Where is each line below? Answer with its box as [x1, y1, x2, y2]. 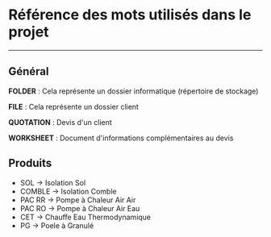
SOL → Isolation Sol [19, 177, 86, 187]
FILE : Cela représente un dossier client [8, 102, 140, 111]
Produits [8, 156, 52, 170]
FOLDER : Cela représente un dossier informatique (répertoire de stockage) [8, 86, 259, 96]
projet [8, 23, 50, 41]
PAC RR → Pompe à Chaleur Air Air [19, 195, 136, 205]
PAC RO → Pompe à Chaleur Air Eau [19, 203, 140, 213]
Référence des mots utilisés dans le [8, 6, 252, 24]
